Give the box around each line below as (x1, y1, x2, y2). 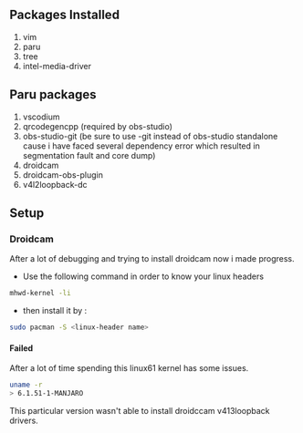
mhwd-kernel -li (9, 289, 71, 298)
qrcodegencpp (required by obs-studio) (22, 120, 173, 131)
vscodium (22, 111, 60, 122)
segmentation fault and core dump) (22, 149, 156, 160)
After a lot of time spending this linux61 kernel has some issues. (9, 363, 249, 374)
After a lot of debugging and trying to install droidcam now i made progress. (9, 253, 295, 264)
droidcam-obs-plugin (22, 169, 103, 180)
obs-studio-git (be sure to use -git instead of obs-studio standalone (22, 130, 278, 141)
